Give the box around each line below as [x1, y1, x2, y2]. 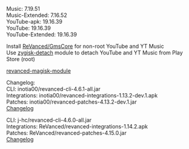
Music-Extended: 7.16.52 [6, 12, 68, 19]
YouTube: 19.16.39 [6, 24, 51, 31]
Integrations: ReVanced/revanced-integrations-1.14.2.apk [6, 123, 148, 130]
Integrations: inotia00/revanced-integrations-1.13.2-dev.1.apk [6, 92, 158, 99]
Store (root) [6, 56, 35, 62]
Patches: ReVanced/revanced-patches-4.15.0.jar [6, 130, 127, 136]
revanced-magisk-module [6, 67, 71, 74]
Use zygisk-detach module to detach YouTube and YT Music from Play [6, 49, 183, 56]
